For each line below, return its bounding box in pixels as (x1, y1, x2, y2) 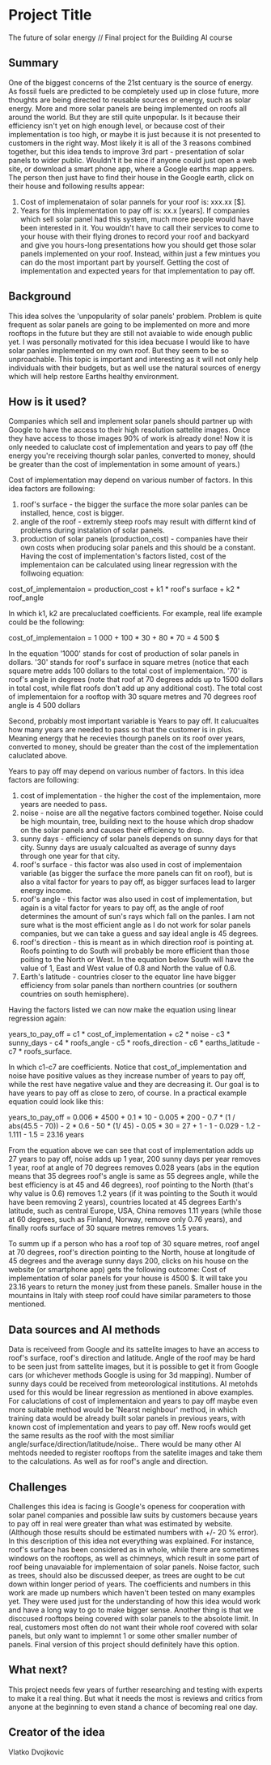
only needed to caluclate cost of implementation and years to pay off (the (8, 442, 253, 452)
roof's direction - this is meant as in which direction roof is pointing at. (19, 938, 255, 947)
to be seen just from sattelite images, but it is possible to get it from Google (8, 1362, 259, 1371)
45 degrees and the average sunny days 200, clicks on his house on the (8, 1256, 249, 1266)
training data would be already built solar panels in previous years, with (8, 1413, 246, 1423)
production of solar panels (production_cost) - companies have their (19, 534, 248, 544)
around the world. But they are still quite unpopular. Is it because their (8, 112, 240, 122)
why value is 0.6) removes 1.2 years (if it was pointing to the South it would (8, 1189, 258, 1198)
